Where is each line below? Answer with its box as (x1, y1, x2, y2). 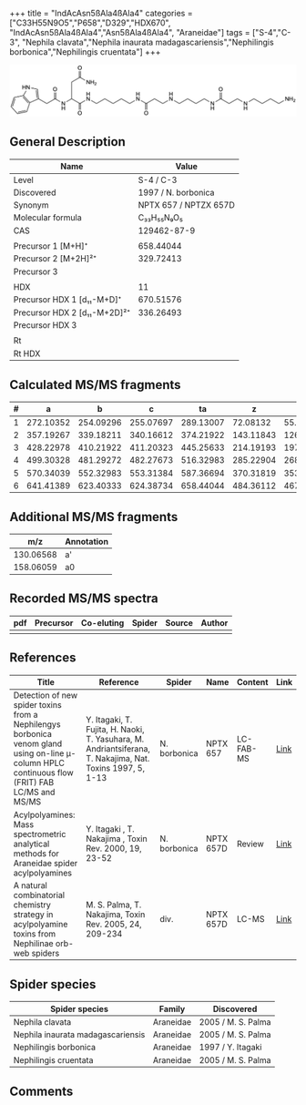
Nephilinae (13, 937, 55, 948)
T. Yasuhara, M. (86, 733, 145, 744)
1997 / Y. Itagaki (199, 1042, 262, 1053)
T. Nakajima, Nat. (86, 752, 150, 763)
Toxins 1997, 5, (86, 762, 146, 773)
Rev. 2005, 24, (86, 918, 143, 929)
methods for (13, 847, 59, 859)
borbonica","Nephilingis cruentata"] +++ (9, 46, 161, 57)
